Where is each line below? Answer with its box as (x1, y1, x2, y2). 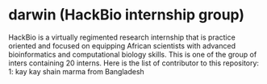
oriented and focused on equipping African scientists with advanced (8, 40, 236, 50)
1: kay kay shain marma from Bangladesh (8, 66, 145, 76)
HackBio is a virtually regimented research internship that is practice (8, 32, 236, 42)
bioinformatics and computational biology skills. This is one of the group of (8, 49, 257, 59)
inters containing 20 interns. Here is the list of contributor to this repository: (8, 58, 260, 68)
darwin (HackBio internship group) (8, 6, 244, 24)
